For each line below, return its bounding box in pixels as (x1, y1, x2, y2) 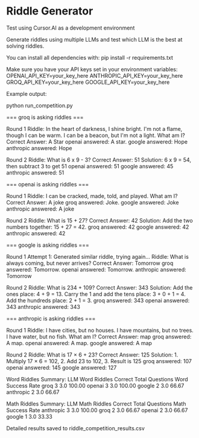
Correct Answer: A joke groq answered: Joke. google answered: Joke (6, 198, 179, 206)
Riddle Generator (6, 4, 93, 18)
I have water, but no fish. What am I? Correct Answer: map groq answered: (6, 333, 192, 340)
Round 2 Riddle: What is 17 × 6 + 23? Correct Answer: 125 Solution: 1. (6, 351, 178, 358)
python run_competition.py (6, 101, 74, 109)
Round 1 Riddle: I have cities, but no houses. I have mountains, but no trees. (6, 326, 194, 334)
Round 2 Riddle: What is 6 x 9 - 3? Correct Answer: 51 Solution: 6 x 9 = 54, (6, 156, 192, 163)
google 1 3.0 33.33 (6, 413, 52, 420)
